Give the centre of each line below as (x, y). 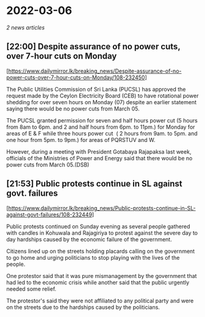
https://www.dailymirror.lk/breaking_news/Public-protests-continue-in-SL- (102, 208)
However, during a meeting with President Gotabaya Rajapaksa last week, (99, 151)
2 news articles (26, 27)
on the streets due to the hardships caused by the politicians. (83, 307)
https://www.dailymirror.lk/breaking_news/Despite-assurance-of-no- (95, 71)
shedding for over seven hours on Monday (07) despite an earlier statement (102, 102)
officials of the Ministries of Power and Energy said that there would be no (99, 158)
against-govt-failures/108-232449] (50, 215)
